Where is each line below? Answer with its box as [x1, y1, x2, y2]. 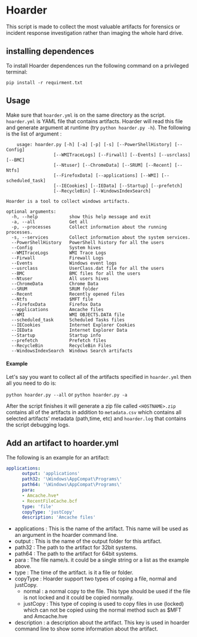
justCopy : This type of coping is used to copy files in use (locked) [23, 600, 184, 608]
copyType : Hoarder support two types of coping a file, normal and [14, 575, 177, 582]
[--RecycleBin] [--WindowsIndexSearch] [53, 188, 151, 194]
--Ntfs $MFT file [11, 296, 94, 302]
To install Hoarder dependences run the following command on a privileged [6, 62, 189, 69]
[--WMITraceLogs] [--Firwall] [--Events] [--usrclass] [53, 151, 191, 158]
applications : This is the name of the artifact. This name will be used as [14, 525, 189, 532]
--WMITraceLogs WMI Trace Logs [11, 250, 107, 256]
